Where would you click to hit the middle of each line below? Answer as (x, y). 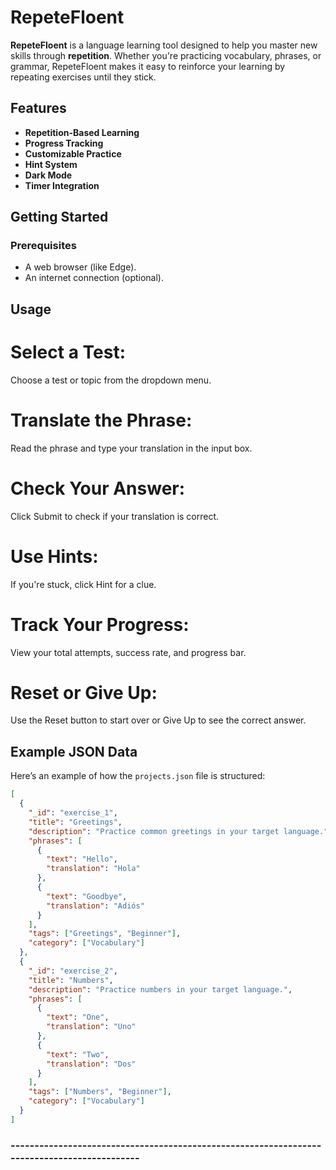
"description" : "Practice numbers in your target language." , (160, 989)
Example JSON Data (74, 751)
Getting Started (59, 217)
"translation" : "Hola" (93, 869)
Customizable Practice (73, 153)
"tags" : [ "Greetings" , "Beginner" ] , (105, 934)
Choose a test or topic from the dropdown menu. (111, 380)
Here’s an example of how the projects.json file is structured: (138, 776)
